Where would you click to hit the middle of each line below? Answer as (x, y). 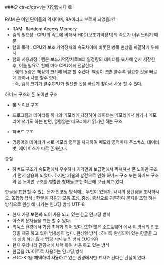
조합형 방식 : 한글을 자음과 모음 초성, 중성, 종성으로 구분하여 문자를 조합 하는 (84, 198)
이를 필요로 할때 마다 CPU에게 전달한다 (56, 66)
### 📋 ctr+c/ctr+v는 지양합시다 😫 (39, 7)
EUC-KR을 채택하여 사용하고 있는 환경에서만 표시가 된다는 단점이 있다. (80, 257)
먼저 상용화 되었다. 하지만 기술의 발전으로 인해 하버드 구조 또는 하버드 (83, 175)
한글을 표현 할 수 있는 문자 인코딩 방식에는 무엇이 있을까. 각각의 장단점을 (74, 192)
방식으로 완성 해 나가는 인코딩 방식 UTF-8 (45, 204)
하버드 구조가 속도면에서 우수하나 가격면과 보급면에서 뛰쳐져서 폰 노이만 (80, 169)
